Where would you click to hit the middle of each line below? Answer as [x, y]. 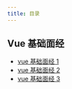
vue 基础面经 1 [38, 62]
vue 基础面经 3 [39, 79]
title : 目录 [23, 14]
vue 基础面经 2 [39, 70]
